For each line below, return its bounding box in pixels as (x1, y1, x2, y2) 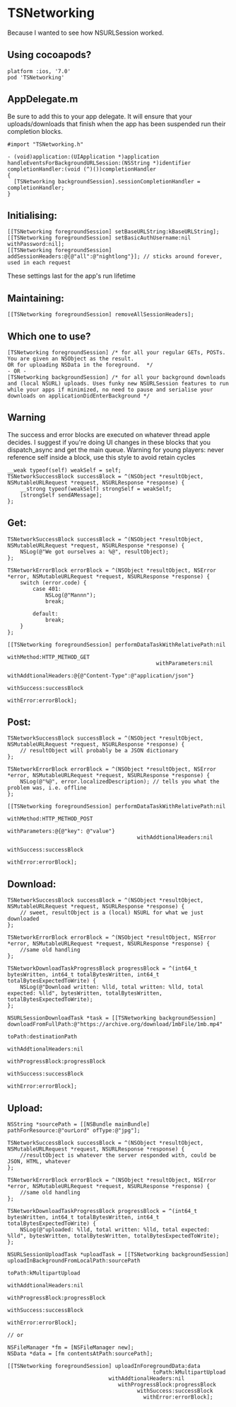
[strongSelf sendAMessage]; (20, 491, 102, 499)
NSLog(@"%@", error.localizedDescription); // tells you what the (20, 778, 220, 786)
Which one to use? (7, 330, 91, 342)
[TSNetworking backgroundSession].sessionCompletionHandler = (13, 178, 201, 185)
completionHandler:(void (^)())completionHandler (7, 165, 157, 173)
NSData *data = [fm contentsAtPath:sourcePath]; (7, 1350, 153, 1357)
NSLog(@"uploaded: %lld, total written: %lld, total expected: (20, 1226, 211, 1233)
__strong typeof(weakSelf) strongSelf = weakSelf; (20, 485, 172, 492)
